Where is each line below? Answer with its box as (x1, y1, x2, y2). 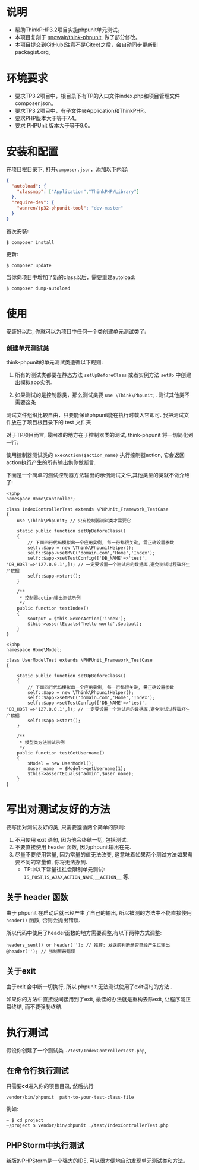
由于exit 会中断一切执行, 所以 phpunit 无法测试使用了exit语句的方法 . (6, 983, 172, 990)
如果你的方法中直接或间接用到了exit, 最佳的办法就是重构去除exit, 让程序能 (6, 995, 186, 1003)
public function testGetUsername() (17, 750, 105, 756)
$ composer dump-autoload (6, 286, 70, 291)
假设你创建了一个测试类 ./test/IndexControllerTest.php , (6, 1047, 147, 1054)
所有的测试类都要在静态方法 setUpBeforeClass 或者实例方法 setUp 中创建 (14, 372, 191, 379)
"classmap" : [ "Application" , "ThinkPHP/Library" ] (17, 188, 140, 195)
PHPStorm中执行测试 (6, 1140, 84, 1150)
